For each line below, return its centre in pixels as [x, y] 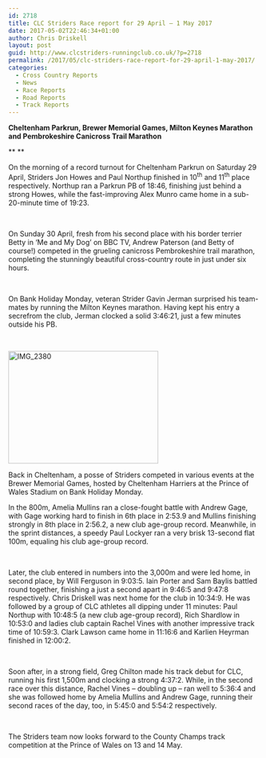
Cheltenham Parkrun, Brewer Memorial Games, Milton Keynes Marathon [131, 128]
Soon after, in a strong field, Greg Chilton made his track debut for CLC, [126, 671]
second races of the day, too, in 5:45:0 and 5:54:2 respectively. [113, 705]
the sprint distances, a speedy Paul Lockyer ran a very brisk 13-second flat [132, 532]
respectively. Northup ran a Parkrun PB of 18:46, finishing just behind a [125, 186]
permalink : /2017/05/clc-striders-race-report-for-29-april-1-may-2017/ [132, 61]
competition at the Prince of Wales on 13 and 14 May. [95, 744]
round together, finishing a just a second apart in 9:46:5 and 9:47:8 [119, 589]
